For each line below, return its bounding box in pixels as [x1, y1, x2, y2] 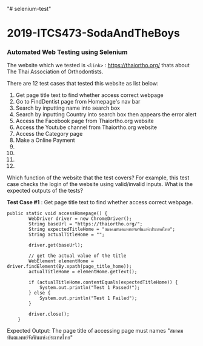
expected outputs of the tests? [7, 187, 84, 195]
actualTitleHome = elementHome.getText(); [28, 269, 138, 275]
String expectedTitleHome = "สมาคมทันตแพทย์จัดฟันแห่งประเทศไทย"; [28, 227, 175, 233]
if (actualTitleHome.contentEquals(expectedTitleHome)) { [28, 279, 178, 285]
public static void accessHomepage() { [7, 210, 108, 217]
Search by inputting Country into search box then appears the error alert [15, 111, 197, 118]
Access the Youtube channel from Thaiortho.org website [15, 124, 157, 131]
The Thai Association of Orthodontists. [7, 68, 104, 75]
